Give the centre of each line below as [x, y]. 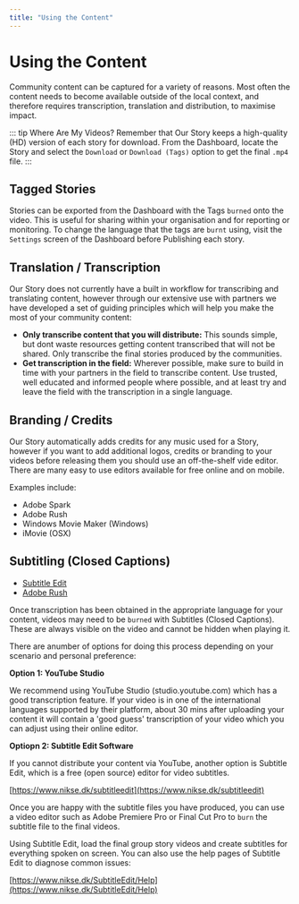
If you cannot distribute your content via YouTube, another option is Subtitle [148, 763]
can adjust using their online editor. [74, 728]
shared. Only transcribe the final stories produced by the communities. [152, 354]
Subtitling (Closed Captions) [90, 562]
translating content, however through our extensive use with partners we [143, 298]
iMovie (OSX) [46, 533]
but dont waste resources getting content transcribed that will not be [149, 345]
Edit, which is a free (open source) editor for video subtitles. [120, 772]
